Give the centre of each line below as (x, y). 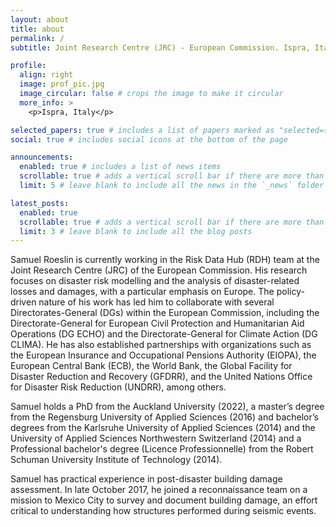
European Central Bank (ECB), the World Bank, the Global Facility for (151, 366)
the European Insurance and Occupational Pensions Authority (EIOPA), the (163, 355)
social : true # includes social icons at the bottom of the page (149, 139)
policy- (290, 292)
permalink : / (37, 38)
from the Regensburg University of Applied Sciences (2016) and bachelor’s (164, 417)
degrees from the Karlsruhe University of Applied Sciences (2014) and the (163, 428)
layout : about (40, 19)
